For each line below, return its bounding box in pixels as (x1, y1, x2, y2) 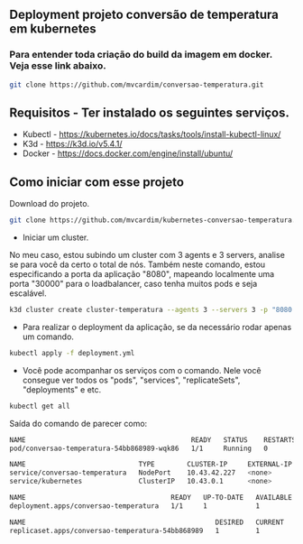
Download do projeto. (9, 198, 90, 209)
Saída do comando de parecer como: (9, 418, 148, 429)
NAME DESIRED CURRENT (9, 518, 284, 527)
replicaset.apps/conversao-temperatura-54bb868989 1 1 (9, 526, 260, 535)
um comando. (22, 331, 75, 342)
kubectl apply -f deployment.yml (9, 348, 135, 357)
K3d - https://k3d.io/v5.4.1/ (22, 139, 124, 150)
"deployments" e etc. (22, 383, 102, 395)
